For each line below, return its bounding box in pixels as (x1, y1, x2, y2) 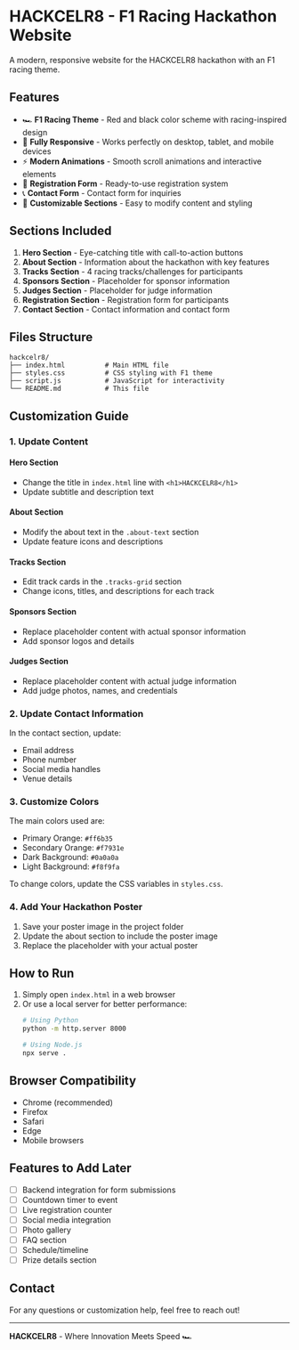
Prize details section (21, 1254, 97, 1265)
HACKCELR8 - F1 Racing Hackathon (9, 6, 278, 27)
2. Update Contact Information (9, 707, 144, 720)
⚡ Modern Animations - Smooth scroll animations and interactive (21, 156, 263, 167)
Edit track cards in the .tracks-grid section (21, 576, 182, 587)
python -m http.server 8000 (21, 1024, 126, 1034)
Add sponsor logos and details (21, 635, 135, 647)
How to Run (9, 965, 75, 980)
